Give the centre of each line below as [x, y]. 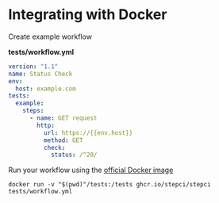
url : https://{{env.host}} [88, 132]
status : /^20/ [74, 155]
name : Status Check [40, 74]
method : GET [63, 140]
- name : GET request [63, 118]
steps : [33, 111]
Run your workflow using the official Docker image [91, 170]
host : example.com [46, 89]
